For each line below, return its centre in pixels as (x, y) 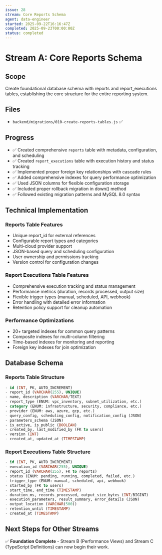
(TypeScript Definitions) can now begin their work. (57, 546)
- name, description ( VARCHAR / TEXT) (43, 397)
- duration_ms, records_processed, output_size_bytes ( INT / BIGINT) (77, 495)
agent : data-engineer (28, 19)
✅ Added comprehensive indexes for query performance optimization (84, 177)
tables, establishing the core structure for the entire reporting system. (77, 94)
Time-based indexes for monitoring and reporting (63, 342)
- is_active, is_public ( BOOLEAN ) (41, 425)
